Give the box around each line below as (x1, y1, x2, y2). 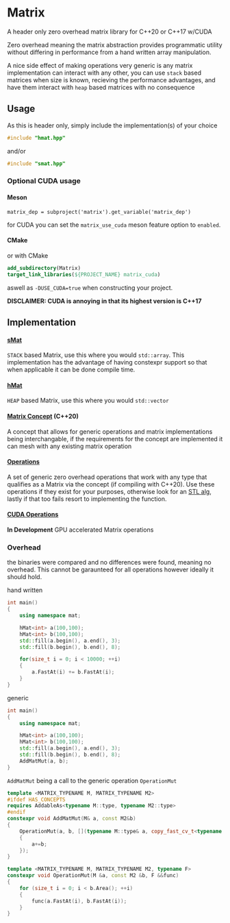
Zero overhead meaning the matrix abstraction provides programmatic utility (7, 40, 222, 49)
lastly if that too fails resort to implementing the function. (7, 495, 167, 503)
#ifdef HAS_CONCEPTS (7, 796, 66, 803)
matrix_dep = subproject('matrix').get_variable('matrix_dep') (7, 208, 192, 215)
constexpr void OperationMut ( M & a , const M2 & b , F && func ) (7, 872, 179, 879)
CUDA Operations (7, 510, 59, 519)
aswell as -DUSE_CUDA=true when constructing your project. (7, 283, 173, 292)
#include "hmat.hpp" (7, 134, 66, 141)
